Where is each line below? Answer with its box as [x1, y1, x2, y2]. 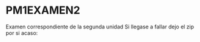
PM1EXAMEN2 [5, 4, 80, 17]
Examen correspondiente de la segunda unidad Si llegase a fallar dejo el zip [5, 23, 195, 30]
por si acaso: [5, 29, 38, 36]
